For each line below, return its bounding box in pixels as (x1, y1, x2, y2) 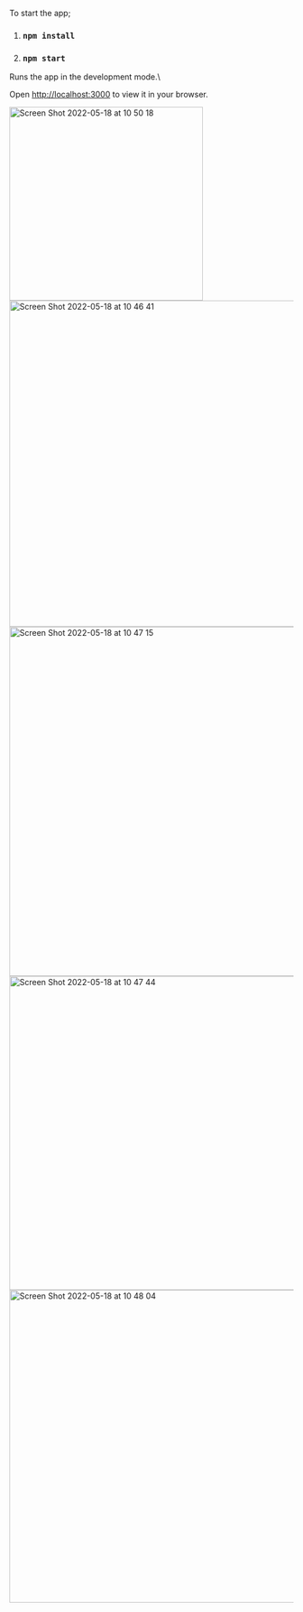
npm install (22, 31, 75, 41)
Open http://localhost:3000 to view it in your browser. (9, 89, 209, 100)
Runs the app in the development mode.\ (9, 71, 161, 82)
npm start (22, 53, 66, 63)
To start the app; (9, 8, 71, 18)
